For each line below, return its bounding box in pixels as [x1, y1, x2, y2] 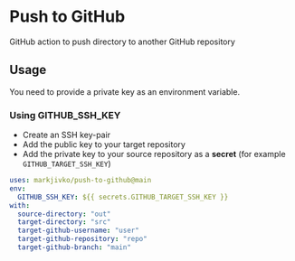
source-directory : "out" [17, 210, 111, 219]
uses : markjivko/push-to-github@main [9, 176, 152, 185]
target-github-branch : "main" [17, 243, 131, 252]
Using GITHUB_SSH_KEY [9, 108, 121, 121]
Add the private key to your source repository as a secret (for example [22, 149, 287, 160]
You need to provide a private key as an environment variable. [9, 86, 241, 97]
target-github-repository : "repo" [17, 235, 147, 244]
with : [9, 200, 30, 210]
